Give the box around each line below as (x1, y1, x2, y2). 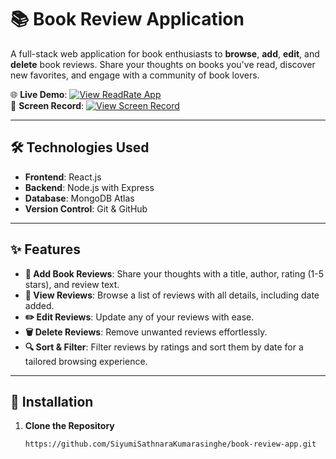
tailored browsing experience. (24, 355, 148, 367)
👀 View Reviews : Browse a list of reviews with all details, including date (24, 289, 320, 301)
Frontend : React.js (24, 171, 102, 183)
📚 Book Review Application (10, 8, 245, 31)
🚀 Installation (10, 393, 94, 410)
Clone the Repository (24, 420, 115, 432)
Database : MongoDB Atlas (24, 192, 135, 204)
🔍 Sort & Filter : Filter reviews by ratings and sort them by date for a (24, 341, 304, 353)
